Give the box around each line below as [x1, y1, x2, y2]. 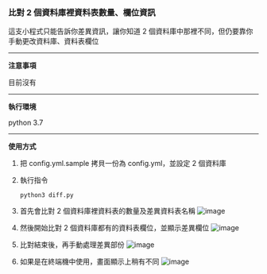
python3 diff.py [19, 191, 74, 199]
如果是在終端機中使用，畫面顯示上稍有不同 [19, 257, 160, 267]
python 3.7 [8, 118, 44, 128]
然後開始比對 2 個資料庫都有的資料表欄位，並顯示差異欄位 [19, 223, 210, 233]
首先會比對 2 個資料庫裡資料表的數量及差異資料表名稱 [19, 206, 196, 216]
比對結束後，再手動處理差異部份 [19, 240, 125, 249]
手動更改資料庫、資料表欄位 [8, 37, 99, 46]
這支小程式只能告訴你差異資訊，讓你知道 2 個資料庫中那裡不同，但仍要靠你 [8, 26, 253, 37]
